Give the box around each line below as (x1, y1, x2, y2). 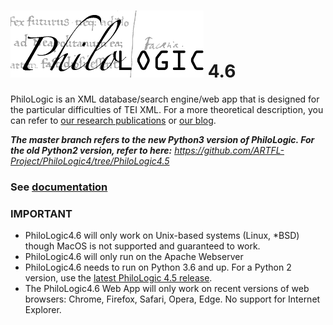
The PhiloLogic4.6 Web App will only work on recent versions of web (24, 283, 310, 295)
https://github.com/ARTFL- (174, 144, 285, 156)
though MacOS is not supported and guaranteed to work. (24, 240, 261, 252)
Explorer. (24, 304, 62, 316)
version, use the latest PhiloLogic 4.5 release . (24, 272, 213, 284)
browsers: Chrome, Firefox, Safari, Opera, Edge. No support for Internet (24, 293, 321, 305)
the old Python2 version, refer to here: (10, 144, 173, 156)
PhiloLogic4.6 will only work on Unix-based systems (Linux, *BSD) (24, 230, 300, 242)
